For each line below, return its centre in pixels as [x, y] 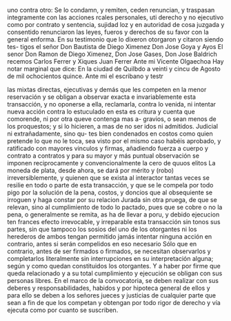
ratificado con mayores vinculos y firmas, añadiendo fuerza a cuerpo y [108, 148]
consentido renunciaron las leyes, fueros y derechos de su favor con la [108, 32]
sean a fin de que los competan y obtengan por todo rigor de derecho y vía [114, 303]
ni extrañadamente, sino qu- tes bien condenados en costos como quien [110, 134]
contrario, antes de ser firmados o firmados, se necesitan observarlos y [109, 251]
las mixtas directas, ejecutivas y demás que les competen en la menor [107, 90]
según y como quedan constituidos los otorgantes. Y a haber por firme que [114, 266]
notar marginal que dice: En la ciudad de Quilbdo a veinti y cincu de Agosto [114, 69]
